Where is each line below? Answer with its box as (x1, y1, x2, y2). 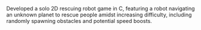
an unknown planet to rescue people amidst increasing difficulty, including (6, 11, 192, 18)
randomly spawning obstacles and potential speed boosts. (6, 18, 153, 24)
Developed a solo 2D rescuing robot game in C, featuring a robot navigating (6, 5, 195, 12)
